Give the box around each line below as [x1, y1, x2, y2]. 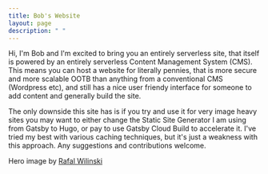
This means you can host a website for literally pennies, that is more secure [8, 66, 258, 75]
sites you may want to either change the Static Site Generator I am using [8, 115, 246, 125]
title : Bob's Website [8, 11, 81, 20]
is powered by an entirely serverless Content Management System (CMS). [8, 57, 254, 67]
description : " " [8, 26, 66, 34]
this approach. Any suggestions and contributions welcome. [8, 141, 206, 151]
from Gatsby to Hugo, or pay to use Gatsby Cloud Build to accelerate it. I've [8, 123, 257, 133]
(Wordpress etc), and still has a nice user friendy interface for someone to [8, 83, 252, 92]
